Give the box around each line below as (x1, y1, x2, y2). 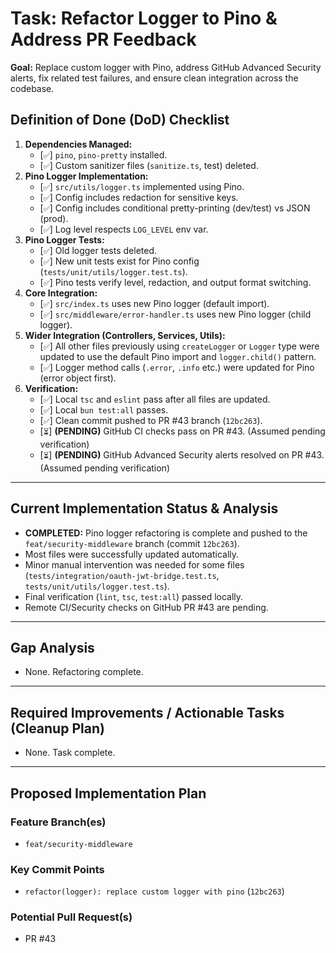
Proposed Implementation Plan (10, 785, 207, 802)
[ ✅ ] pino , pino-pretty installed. (39, 148, 168, 161)
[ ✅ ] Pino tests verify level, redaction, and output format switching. (39, 276, 312, 288)
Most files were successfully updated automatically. (24, 548, 240, 560)
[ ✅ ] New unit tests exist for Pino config (39, 255, 200, 267)
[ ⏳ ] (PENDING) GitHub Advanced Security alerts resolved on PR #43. (39, 448, 325, 461)
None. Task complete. (24, 747, 116, 759)
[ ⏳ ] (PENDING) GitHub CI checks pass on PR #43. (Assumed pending (39, 425, 326, 437)
